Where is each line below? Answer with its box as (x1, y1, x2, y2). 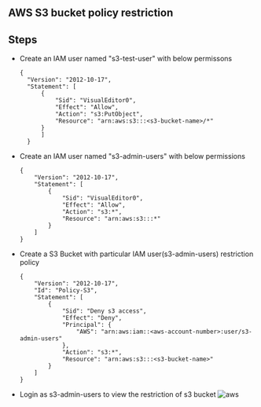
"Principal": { (61, 321, 112, 329)
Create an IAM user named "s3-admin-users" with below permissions (19, 152, 246, 161)
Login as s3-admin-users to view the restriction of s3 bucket (19, 390, 216, 399)
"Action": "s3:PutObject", (54, 110, 144, 119)
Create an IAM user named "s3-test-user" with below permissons (19, 54, 233, 64)
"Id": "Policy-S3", (34, 287, 98, 295)
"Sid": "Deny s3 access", (61, 307, 147, 315)
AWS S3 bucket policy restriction (8, 6, 174, 20)
